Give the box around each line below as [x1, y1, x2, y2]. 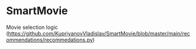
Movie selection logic [6, 24, 58, 31]
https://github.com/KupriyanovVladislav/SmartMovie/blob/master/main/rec [8, 30, 191, 37]
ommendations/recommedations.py [6, 36, 93, 43]
